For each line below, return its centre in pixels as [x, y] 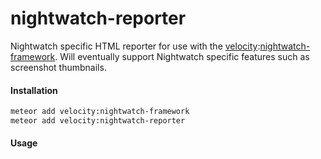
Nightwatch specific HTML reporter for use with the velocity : [135, 46]
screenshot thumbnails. [58, 67]
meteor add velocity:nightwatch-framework [100, 112]
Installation [34, 90]
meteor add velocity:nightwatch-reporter [98, 121]
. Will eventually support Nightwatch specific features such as [182, 56]
